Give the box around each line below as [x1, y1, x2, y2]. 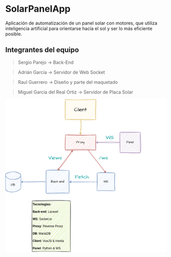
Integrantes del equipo [5, 45, 79, 54]
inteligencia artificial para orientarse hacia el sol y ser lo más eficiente [5, 25, 153, 31]
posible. [5, 31, 22, 37]
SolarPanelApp [5, 3, 71, 15]
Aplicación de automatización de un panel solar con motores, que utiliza [5, 20, 158, 26]
